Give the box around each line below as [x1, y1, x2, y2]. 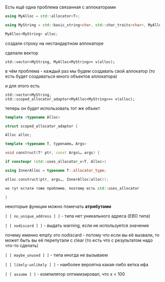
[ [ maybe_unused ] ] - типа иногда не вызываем [5, 252, 108, 258]
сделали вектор [5, 50, 38, 56]
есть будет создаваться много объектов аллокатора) [5, 73, 117, 79]
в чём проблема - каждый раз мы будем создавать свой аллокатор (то [5, 68, 155, 74]
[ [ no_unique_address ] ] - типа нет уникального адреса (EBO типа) [5, 213, 151, 219]
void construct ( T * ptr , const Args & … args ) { [5, 150, 100, 156]
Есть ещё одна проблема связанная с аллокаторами [5, 4, 116, 10]
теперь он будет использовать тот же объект [5, 105, 100, 111]
